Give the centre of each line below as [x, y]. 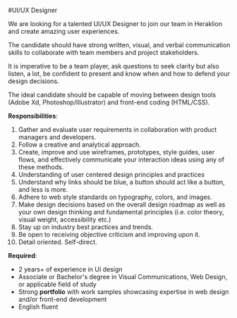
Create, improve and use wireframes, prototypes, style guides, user [116, 152]
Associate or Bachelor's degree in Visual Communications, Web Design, [123, 277]
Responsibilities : [33, 116]
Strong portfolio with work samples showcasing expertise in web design [123, 292]
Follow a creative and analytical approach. [80, 145]
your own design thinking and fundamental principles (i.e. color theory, [121, 212]
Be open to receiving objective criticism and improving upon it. [109, 234]
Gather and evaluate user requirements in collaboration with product [117, 129]
